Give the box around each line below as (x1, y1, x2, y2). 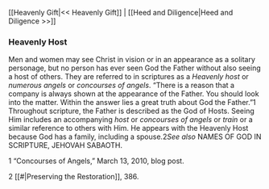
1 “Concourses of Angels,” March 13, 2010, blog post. (8, 156, 184, 166)
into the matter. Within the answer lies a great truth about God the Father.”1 (8, 98, 256, 107)
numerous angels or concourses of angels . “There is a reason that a (8, 81, 235, 90)
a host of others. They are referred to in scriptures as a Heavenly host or (8, 72, 250, 82)
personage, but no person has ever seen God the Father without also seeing (8, 63, 262, 73)
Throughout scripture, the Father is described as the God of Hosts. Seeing (8, 106, 255, 116)
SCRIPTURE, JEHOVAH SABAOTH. (8, 141, 123, 150)
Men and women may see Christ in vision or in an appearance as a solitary (8, 55, 256, 65)
